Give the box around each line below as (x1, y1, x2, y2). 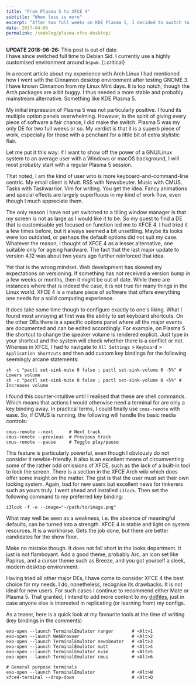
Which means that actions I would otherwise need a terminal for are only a (6, 399, 185, 406)
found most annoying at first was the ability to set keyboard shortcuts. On (6, 313, 183, 320)
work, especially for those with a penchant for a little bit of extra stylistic (6, 131, 180, 138)
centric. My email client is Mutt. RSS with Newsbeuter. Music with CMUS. (6, 179, 183, 186)
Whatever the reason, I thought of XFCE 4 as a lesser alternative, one (6, 240, 173, 247)
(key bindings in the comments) (6, 617, 82, 624)
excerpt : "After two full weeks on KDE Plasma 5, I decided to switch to (6, 19, 190, 25)
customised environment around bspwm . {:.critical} (6, 59, 125, 66)
